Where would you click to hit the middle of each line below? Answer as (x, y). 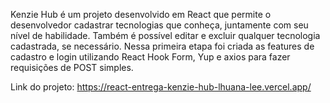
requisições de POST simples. (72, 67)
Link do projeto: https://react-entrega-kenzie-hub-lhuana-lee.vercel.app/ (161, 87)
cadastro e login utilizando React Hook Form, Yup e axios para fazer (150, 57)
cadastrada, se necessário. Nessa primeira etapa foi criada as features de (162, 46)
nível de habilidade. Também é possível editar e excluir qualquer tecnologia (165, 35)
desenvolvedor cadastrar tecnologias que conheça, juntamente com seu (159, 25)
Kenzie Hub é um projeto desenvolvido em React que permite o (141, 14)
